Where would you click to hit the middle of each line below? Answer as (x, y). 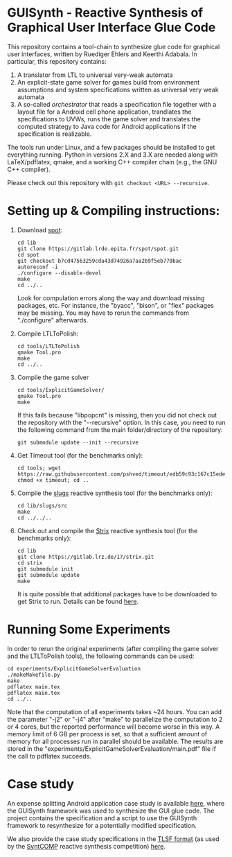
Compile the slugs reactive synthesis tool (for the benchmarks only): (115, 493)
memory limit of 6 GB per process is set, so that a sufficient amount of (107, 734)
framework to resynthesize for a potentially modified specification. (102, 825)
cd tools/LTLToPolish (48, 346)
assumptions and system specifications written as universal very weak (118, 89)
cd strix (30, 563)
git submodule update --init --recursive (78, 442)
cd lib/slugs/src (42, 505)
